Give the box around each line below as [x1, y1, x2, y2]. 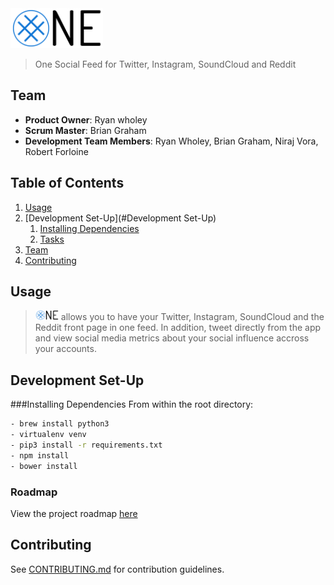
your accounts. [34, 343, 97, 355]
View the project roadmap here [10, 507, 138, 519]
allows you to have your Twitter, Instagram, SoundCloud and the [60, 311, 325, 323]
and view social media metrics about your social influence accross [34, 332, 310, 344]
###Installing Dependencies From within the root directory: [10, 398, 254, 411]
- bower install [10, 461, 78, 471]
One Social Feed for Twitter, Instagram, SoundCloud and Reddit [34, 58, 297, 70]
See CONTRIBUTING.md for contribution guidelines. [10, 563, 225, 575]
